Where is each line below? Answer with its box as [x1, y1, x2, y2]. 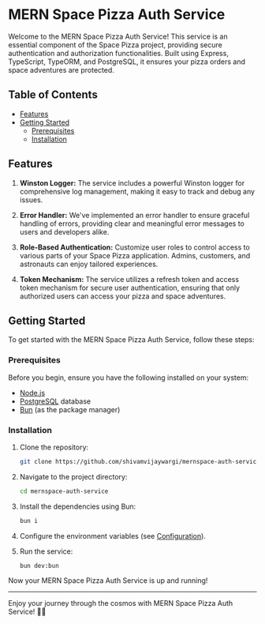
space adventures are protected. [8, 65, 114, 74]
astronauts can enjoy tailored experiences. [19, 259, 159, 269]
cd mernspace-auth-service [19, 487, 109, 495]
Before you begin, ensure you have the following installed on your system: [8, 373, 249, 382]
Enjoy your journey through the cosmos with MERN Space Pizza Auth [8, 599, 233, 608]
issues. [19, 195, 43, 205]
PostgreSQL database [19, 397, 91, 406]
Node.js [19, 388, 46, 397]
